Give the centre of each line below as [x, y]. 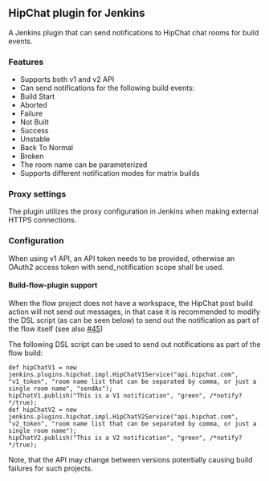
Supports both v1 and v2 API [67, 79]
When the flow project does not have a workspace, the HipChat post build [130, 303]
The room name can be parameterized [84, 165]
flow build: [26, 353]
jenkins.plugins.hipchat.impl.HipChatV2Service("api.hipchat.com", [124, 417]
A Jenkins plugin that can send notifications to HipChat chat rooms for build [134, 32]
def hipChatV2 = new [43, 410]
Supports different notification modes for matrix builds [110, 173]
